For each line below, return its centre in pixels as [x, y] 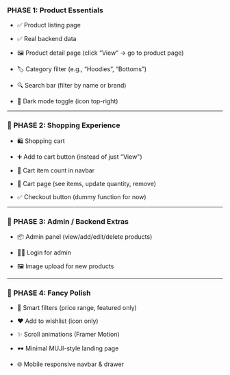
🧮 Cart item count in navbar [55, 170]
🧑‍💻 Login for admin [44, 253]
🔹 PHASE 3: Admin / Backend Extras [68, 221]
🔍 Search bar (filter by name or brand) [72, 86]
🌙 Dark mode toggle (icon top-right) [67, 101]
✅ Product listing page [49, 25]
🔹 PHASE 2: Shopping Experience [64, 125]
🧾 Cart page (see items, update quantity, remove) [86, 183]
